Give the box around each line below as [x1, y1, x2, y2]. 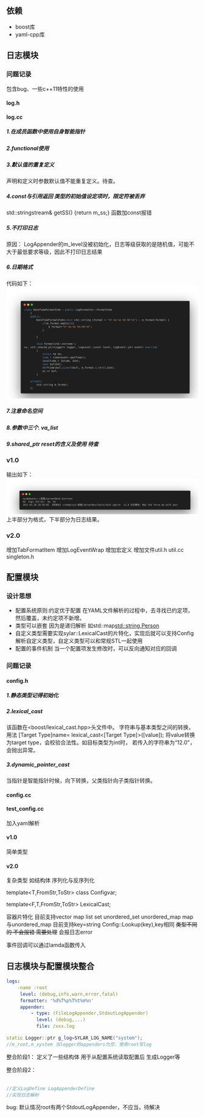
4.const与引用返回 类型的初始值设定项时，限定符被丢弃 [6, 192, 145, 200]
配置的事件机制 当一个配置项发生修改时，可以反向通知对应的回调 [15, 645, 177, 652]
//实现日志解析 [6, 1092, 40, 1098]
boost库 [15, 23, 35, 30]
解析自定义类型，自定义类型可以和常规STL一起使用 [15, 637, 143, 644]
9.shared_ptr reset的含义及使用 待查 [6, 440, 99, 448]
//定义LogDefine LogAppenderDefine [6, 1085, 95, 1091]
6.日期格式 [6, 263, 33, 270]
